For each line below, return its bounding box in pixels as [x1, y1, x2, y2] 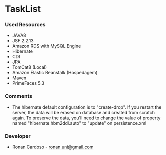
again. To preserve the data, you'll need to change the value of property [12, 115, 161, 121]
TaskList [5, 3, 41, 15]
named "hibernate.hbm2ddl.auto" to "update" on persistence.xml [12, 120, 147, 126]
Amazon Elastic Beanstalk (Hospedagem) [12, 70, 98, 76]
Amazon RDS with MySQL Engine [12, 43, 81, 49]
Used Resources [5, 21, 46, 28]
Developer [5, 132, 31, 139]
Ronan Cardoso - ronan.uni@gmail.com [12, 144, 94, 150]
